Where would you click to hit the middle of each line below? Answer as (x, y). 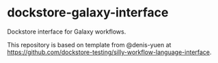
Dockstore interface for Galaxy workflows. (67, 32)
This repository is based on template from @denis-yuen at (89, 45)
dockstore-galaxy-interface (88, 13)
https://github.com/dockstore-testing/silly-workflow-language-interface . (109, 52)
